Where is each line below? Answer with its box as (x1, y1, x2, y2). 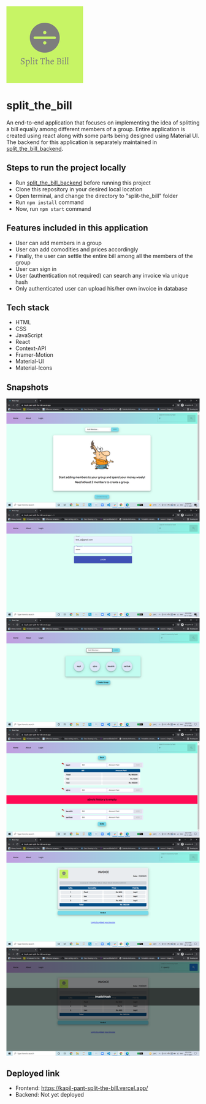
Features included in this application (6, 223, 148, 234)
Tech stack (6, 302, 50, 313)
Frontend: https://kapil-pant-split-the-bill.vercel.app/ (15, 1084, 148, 1092)
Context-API (15, 345, 47, 352)
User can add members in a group (15, 239, 102, 246)
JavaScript (15, 332, 43, 339)
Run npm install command (15, 199, 84, 206)
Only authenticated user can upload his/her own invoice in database (15, 284, 188, 292)
